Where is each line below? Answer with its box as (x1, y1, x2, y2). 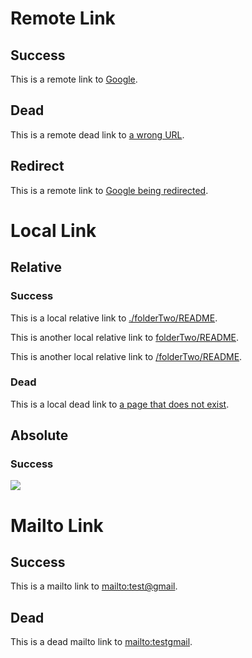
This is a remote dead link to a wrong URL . (10, 128, 185, 141)
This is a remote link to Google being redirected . (10, 184, 209, 196)
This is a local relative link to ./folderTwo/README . (10, 312, 218, 324)
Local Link (10, 219, 97, 242)
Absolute (10, 427, 69, 444)
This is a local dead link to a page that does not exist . (10, 398, 230, 410)
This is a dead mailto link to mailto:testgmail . (10, 636, 193, 648)
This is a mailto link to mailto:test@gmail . (10, 580, 178, 592)
